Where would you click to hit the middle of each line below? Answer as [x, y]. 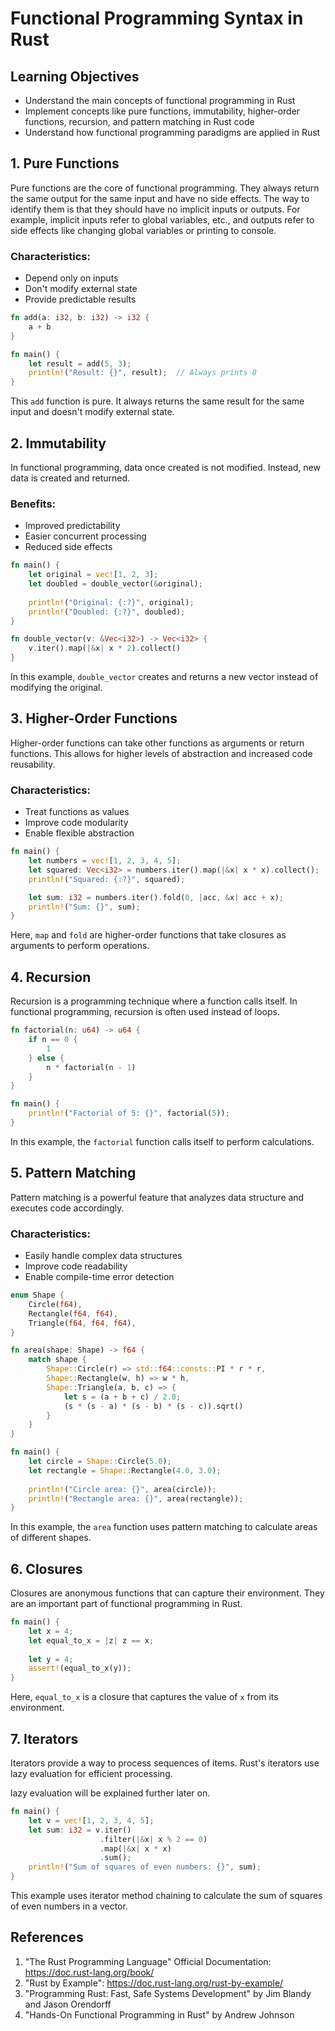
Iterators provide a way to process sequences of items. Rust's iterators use [165, 1763]
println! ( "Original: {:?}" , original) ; [111, 602]
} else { [46, 1058]
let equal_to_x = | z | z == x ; [91, 1640]
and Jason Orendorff [68, 2004]
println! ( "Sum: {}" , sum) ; [84, 907]
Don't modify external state [81, 289]
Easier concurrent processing [85, 536]
